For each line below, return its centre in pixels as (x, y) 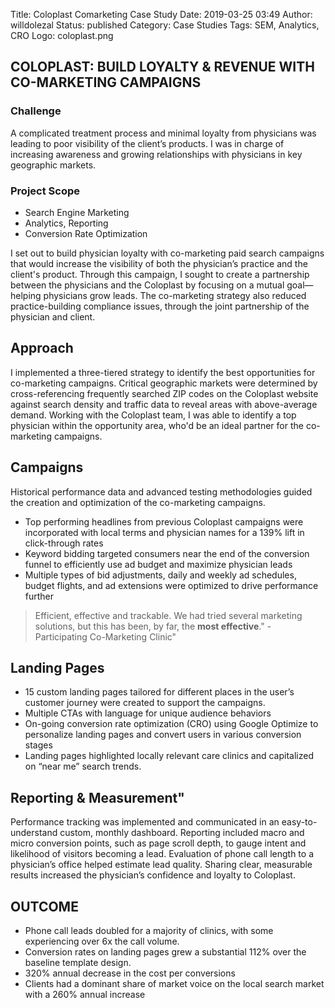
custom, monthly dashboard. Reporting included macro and (182, 833)
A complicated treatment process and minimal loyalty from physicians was (163, 133)
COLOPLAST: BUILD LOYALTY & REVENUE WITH (162, 67)
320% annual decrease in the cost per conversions (130, 973)
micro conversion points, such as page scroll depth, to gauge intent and (158, 843)
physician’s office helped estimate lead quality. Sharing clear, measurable (161, 865)
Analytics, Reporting (66, 223)
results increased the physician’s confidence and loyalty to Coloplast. (153, 875)
